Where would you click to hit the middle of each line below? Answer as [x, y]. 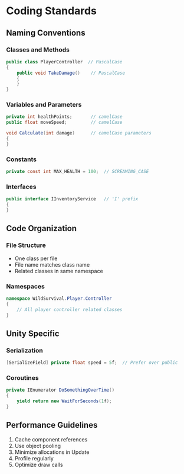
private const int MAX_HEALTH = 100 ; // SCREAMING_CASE [78, 172]
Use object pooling [37, 446]
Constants [22, 159]
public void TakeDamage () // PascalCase [71, 73]
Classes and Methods [38, 50]
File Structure [26, 245]
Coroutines [23, 377]
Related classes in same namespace [59, 271]
